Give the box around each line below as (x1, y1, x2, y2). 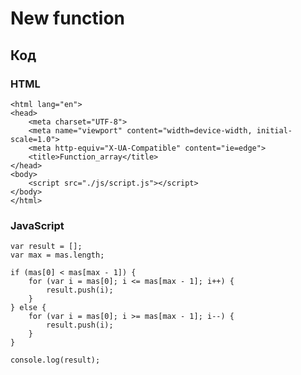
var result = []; (10, 242, 83, 252)
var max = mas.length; (10, 250, 105, 261)
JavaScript (10, 218, 65, 232)
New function (10, 7, 125, 30)
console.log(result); (10, 355, 101, 366)
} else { (10, 303, 47, 313)
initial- (256, 125, 293, 136)
